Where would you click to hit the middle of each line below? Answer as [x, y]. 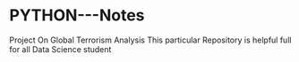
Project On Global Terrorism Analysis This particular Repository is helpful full [150, 40]
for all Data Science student [60, 49]
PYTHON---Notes [77, 15]
